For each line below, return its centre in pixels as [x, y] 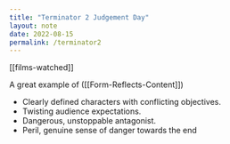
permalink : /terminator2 [55, 42]
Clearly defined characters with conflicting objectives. [121, 102]
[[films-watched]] [41, 68]
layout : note [33, 26]
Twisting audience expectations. [82, 111]
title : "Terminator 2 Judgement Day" [79, 17]
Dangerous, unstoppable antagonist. [89, 121]
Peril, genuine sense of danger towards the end [110, 131]
